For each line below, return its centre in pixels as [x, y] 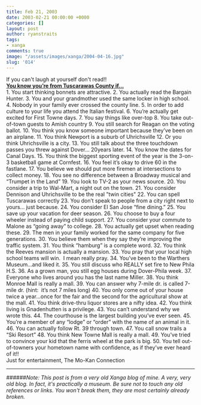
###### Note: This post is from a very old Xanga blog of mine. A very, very [99, 377]
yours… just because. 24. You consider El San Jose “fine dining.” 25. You [96, 207]
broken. [16, 397]
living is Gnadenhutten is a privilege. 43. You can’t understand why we [93, 309]
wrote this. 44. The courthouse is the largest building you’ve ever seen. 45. [99, 315]
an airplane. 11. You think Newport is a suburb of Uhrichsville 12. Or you [94, 136]
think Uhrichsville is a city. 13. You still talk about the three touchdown [92, 143]
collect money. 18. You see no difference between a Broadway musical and [98, 175]
